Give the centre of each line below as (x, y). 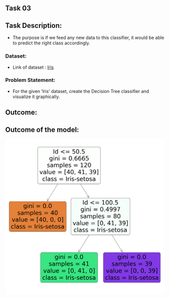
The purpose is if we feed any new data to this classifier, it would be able (88, 38)
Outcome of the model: (42, 130)
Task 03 (18, 8)
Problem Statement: (30, 80)
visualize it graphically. (36, 96)
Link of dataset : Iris (33, 67)
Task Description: (34, 26)
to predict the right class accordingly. (51, 43)
